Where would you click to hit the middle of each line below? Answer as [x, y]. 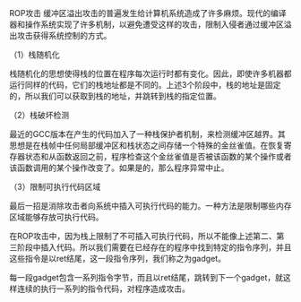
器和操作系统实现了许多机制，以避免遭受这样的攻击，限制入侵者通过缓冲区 [146, 24]
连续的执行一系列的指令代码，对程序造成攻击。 [103, 289]
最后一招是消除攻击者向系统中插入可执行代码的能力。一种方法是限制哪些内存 [150, 206]
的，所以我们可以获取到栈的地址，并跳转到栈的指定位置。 [115, 96]
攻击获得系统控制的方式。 [64, 35]
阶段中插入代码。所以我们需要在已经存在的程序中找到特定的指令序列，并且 [154, 247]
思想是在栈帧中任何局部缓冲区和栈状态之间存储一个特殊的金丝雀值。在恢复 [146, 145]
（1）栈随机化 [34, 55]
